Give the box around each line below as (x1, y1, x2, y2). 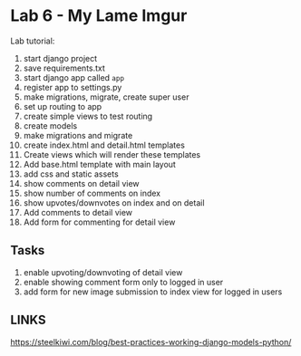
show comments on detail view (23, 178, 140, 188)
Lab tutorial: (10, 35, 55, 46)
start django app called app (23, 72, 125, 82)
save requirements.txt (23, 63, 105, 73)
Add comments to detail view (23, 207, 133, 217)
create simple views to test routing (23, 111, 153, 121)
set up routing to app (23, 101, 102, 111)
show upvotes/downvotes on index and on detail (23, 197, 205, 208)
